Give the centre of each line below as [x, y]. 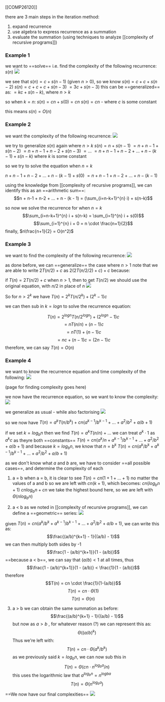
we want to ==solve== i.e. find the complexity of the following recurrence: [81, 66]
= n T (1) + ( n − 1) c [84, 332]
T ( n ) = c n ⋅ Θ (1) [83, 591]
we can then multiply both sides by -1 [43, 544]
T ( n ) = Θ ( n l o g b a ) [87, 683]
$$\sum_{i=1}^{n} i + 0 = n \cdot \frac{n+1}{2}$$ [83, 223]
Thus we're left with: [33, 641]
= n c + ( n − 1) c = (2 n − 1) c [84, 340]
